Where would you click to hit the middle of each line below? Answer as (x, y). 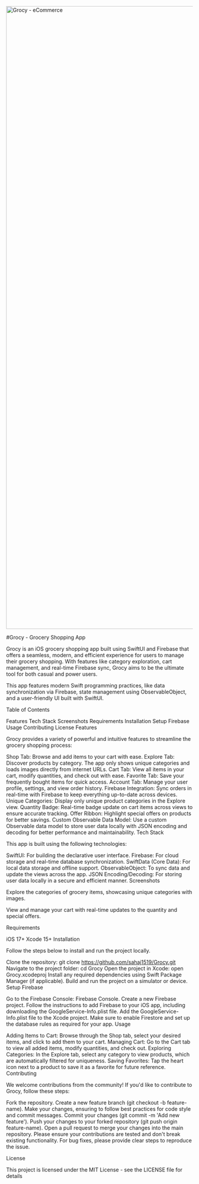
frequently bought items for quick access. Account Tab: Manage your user (97, 782)
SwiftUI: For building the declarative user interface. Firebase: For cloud (92, 855)
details (14, 1176)
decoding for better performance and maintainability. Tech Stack (85, 832)
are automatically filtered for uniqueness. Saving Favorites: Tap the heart (95, 1061)
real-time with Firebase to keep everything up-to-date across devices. (92, 795)
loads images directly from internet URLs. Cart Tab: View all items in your (95, 769)
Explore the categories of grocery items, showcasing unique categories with (99, 892)
